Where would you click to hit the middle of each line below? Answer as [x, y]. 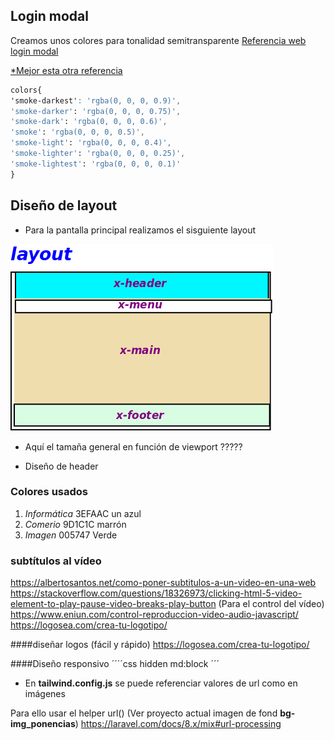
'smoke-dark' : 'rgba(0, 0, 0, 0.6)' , [89, 122]
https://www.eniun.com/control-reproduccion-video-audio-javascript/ [154, 615]
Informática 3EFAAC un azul [83, 513]
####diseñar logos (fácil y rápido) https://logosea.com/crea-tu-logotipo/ [160, 645]
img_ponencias [43, 724]
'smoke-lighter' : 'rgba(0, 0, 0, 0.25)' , [98, 154]
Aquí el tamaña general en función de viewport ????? [133, 446]
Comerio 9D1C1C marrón [75, 524]
